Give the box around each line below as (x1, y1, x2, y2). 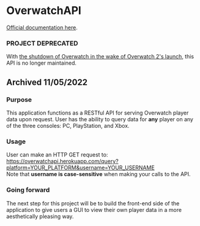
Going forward (6, 186, 50, 194)
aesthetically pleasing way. (6, 213, 74, 220)
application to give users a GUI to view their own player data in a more (6, 206, 182, 213)
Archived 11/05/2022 (6, 77, 88, 87)
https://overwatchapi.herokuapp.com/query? (6, 158, 119, 165)
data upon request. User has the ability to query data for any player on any (6, 115, 193, 122)
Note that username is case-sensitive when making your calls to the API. (6, 171, 191, 178)
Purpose (6, 95, 32, 104)
